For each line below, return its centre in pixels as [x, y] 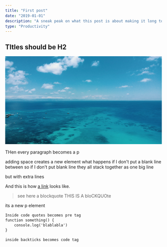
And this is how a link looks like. [38, 186]
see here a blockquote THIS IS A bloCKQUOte [64, 196]
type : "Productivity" [28, 26]
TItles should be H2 [36, 47]
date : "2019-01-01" [25, 16]
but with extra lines [25, 177]
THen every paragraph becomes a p [42, 152]
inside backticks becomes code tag [42, 240]
